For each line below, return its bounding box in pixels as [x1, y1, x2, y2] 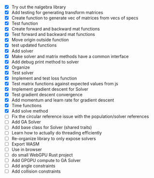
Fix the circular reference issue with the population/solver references [11, 113, 149, 119]
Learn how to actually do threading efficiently [11, 130, 102, 136]
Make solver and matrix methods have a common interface [11, 53, 129, 59]
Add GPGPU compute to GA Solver [11, 157, 81, 163]
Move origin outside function [11, 37, 69, 43]
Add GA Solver [11, 119, 42, 125]
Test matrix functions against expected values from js [11, 81, 119, 86]
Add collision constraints [11, 168, 61, 174]
